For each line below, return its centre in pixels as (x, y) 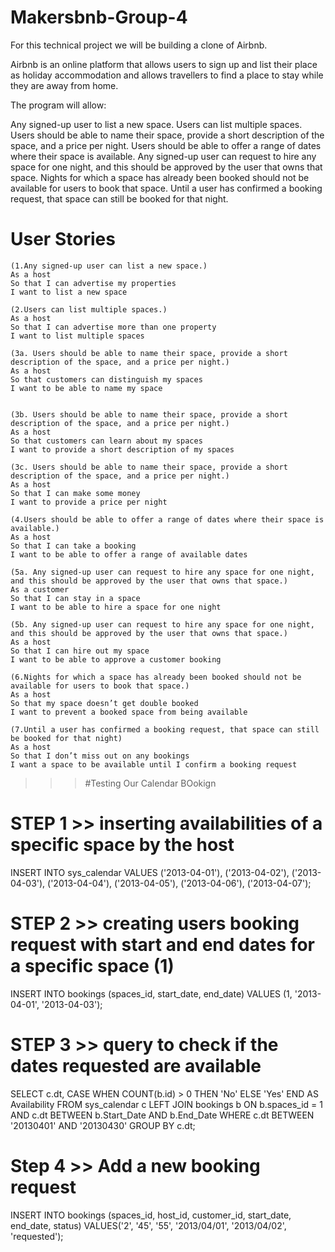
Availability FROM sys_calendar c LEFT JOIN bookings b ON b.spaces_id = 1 (167, 1104)
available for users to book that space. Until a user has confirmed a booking (166, 188)
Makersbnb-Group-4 (99, 17)
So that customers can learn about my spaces (106, 441)
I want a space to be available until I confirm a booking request (154, 764)
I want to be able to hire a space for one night (116, 607)
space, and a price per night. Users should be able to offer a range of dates (166, 145)
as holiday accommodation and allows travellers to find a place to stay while (167, 75)
